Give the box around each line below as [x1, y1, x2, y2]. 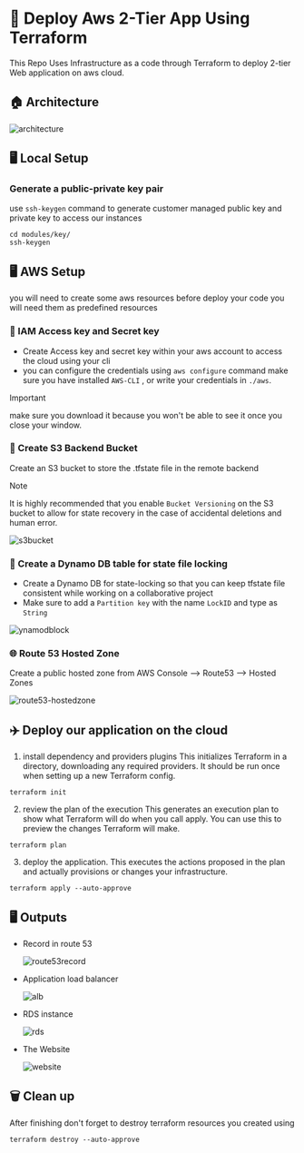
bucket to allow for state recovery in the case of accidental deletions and [9, 508, 282, 518]
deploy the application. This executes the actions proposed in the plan [22, 857, 286, 868]
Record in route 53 [22, 939, 93, 950]
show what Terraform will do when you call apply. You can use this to [22, 813, 282, 824]
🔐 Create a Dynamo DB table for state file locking [9, 557, 229, 570]
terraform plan [9, 841, 67, 850]
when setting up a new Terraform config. [22, 771, 176, 782]
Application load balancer [22, 973, 119, 984]
